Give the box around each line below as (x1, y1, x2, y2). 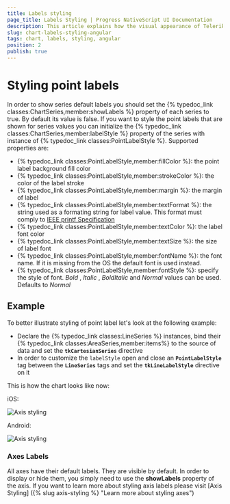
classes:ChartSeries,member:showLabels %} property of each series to (7, 107, 209, 116)
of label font (16, 244, 51, 252)
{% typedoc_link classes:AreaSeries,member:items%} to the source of (16, 339, 216, 347)
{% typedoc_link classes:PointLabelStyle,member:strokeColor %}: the (16, 172, 214, 180)
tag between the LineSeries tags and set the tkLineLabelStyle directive (16, 360, 220, 369)
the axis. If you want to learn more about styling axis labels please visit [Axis (7, 481, 222, 490)
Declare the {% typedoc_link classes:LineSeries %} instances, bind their (16, 332, 221, 340)
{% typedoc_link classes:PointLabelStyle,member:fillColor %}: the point (16, 157, 220, 165)
